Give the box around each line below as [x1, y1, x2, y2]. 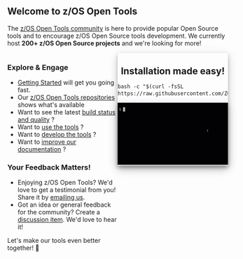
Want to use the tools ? [17, 123, 84, 131]
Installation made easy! [120, 66, 225, 77]
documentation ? [17, 145, 67, 154]
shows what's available [17, 101, 85, 109]
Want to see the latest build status [17, 108, 116, 117]
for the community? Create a [17, 208, 100, 216]
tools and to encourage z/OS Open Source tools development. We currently [7, 31, 225, 40]
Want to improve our [17, 138, 77, 146]
